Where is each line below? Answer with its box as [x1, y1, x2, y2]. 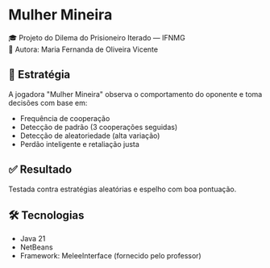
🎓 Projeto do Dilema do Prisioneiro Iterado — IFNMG [8, 32, 185, 42]
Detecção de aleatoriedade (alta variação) [19, 131, 160, 140]
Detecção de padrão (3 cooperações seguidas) [19, 122, 178, 132]
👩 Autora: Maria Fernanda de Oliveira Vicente [8, 44, 159, 54]
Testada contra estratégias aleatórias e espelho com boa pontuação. [8, 184, 237, 194]
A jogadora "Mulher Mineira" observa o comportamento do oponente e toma [8, 89, 263, 98]
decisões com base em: [8, 98, 88, 107]
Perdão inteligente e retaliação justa [19, 139, 139, 149]
